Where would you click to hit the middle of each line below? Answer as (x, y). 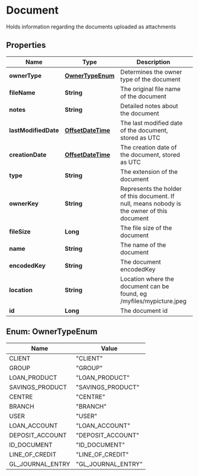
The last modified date (152, 123)
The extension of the (149, 171)
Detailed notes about (149, 106)
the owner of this (144, 211)
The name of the (143, 245)
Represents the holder (151, 189)
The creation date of (149, 147)
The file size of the (146, 228)
